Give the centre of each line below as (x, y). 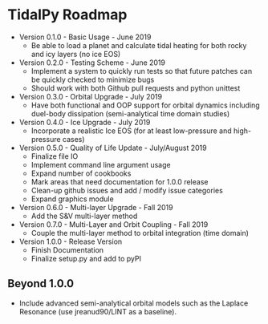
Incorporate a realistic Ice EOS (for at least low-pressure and (131, 131)
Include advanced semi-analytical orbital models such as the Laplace (134, 303)
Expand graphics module (72, 199)
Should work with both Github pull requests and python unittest (136, 88)
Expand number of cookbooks (81, 173)
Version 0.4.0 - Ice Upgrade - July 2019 (85, 122)
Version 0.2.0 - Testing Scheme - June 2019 (92, 63)
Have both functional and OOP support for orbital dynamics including (145, 105)
